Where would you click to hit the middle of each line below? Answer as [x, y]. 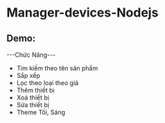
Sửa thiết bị [33, 105]
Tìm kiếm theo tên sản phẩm [57, 68]
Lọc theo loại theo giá [47, 83]
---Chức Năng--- [31, 55]
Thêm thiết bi [35, 90]
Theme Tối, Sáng [41, 112]
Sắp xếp [28, 75]
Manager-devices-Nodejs [82, 13]
